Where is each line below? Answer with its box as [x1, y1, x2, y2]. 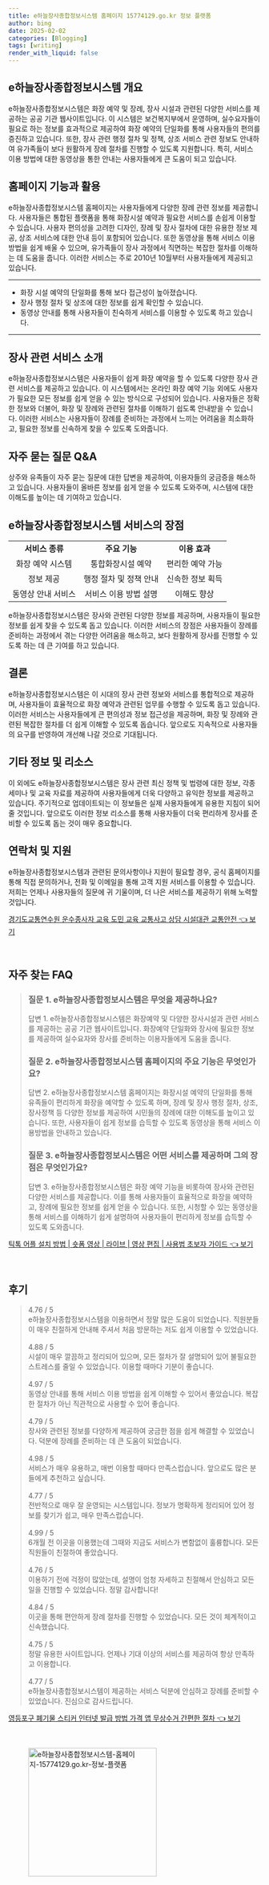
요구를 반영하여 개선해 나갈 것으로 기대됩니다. [16, 729, 159, 739]
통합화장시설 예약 [90, 558, 152, 570]
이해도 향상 [175, 588, 215, 599]
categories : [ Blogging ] [8, 34, 88, 43]
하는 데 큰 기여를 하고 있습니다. [22, 640, 119, 651]
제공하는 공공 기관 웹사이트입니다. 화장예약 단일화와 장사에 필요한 [36, 1024, 240, 1033]
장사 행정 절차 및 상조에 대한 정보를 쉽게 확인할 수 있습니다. [19, 297, 204, 307]
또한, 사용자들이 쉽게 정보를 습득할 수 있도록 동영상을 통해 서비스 [51, 1118, 252, 1127]
